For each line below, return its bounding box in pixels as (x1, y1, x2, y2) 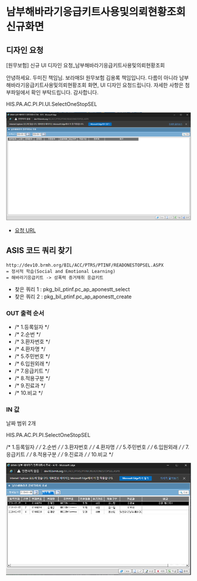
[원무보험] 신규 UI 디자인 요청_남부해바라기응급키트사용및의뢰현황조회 (6, 62, 165, 69)
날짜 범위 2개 (6, 420, 36, 427)
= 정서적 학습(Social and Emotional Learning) (6, 268, 116, 274)
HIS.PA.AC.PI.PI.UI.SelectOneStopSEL (6, 101, 98, 107)
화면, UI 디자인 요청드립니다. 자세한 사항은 (87, 81, 184, 88)
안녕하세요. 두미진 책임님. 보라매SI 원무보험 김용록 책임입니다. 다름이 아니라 (6, 74, 178, 81)
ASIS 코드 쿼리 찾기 (6, 245, 72, 255)
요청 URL (14, 227, 36, 234)
